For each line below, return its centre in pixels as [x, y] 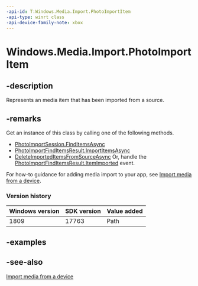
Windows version [34, 211]
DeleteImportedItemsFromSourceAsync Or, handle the [80, 157]
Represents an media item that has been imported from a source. [85, 100]
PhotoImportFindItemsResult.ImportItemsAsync [72, 150]
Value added [125, 211]
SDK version [83, 211]
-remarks [24, 119]
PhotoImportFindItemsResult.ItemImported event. [74, 163]
